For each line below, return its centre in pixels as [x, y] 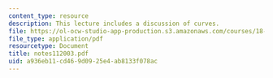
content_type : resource [49, 16]
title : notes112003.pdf [49, 54]
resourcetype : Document [49, 46]
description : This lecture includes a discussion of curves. [114, 24]
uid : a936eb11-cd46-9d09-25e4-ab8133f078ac [83, 62]
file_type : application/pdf [56, 39]
